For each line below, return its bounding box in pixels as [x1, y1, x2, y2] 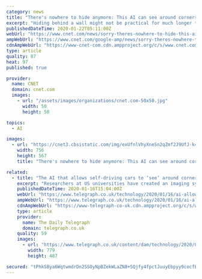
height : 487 [28, 253, 58, 259]
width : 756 [17, 148, 44, 154]
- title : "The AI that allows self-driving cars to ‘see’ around [11, 175, 179, 181]
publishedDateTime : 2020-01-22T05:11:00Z [6, 25, 112, 32]
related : [6, 169, 28, 175]
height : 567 [17, 153, 47, 159]
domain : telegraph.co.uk [22, 225, 85, 231]
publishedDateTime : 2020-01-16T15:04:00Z [17, 186, 122, 192]
